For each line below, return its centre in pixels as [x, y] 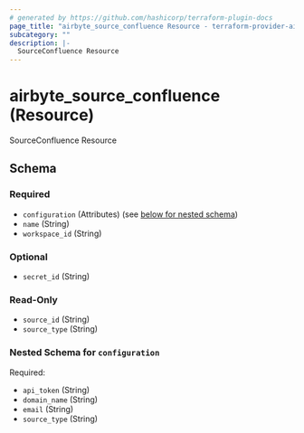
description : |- [40, 43]
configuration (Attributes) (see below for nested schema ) [130, 214]
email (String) [48, 409]
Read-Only [34, 299]
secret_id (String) [56, 277]
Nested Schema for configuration [85, 353]
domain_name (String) [60, 400]
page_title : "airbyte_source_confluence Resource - [109, 26]
